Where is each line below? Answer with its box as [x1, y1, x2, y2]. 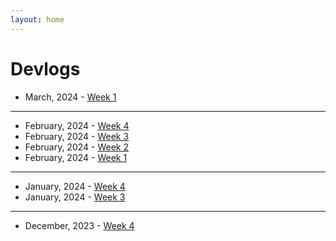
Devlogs [10, 57, 81, 80]
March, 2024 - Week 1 [24, 91, 117, 103]
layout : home [10, 14, 65, 25]
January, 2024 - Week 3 [24, 191, 126, 203]
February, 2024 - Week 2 [24, 141, 129, 153]
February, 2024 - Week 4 [24, 119, 130, 131]
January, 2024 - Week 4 [24, 180, 126, 192]
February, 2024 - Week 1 [24, 151, 128, 163]
